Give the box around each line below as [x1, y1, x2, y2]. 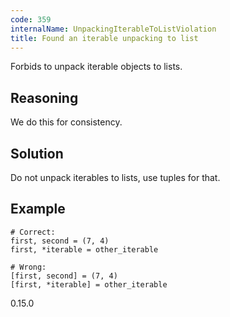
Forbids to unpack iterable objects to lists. [10, 61, 183, 73]
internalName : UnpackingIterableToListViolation [10, 24, 217, 34]
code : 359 [10, 14, 52, 25]
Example [10, 201, 66, 218]
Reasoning [10, 89, 79, 106]
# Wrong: [10, 262, 47, 272]
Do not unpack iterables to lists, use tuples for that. [10, 172, 221, 183]
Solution [10, 145, 64, 162]
